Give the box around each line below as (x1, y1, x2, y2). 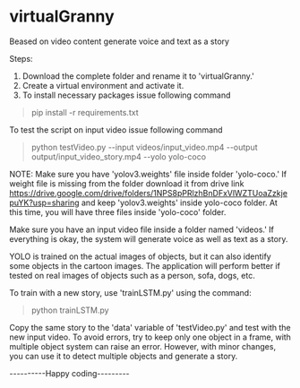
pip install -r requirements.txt (30, 107, 139, 117)
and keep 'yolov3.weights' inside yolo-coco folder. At (81, 197, 278, 208)
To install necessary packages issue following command (21, 90, 231, 100)
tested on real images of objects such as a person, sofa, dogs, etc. (9, 270, 255, 280)
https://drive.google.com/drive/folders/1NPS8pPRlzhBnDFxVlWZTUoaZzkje (9, 187, 288, 198)
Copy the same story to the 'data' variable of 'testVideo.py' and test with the (9, 322, 291, 332)
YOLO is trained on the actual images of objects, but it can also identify (9, 251, 271, 262)
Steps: (9, 53, 33, 64)
